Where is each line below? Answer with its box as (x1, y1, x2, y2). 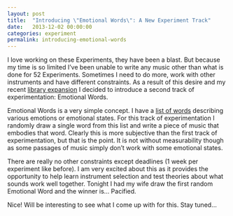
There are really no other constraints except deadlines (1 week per (7, 157, 199, 166)
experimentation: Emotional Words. (7, 93, 108, 102)
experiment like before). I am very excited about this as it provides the (7, 165, 209, 173)
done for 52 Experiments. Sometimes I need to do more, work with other (7, 71, 216, 79)
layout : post (7, 10, 45, 18)
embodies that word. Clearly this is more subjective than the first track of (7, 129, 218, 137)
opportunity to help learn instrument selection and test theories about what (7, 173, 224, 181)
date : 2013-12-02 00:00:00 (7, 23, 92, 30)
